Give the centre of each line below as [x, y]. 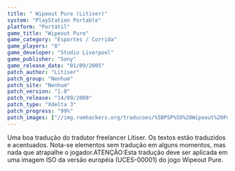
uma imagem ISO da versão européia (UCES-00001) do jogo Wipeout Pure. [115, 159]
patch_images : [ [31, 117]
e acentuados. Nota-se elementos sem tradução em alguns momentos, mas [116, 144]
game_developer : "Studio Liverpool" [60, 53]
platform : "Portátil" [39, 27]
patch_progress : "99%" [40, 111]
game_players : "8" [34, 46]
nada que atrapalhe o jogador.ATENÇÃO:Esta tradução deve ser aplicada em [117, 152]
